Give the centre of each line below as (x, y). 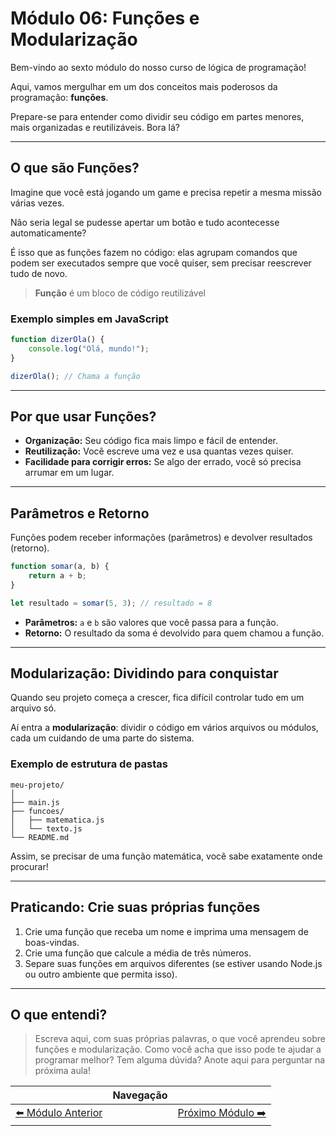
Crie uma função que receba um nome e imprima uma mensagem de (166, 931)
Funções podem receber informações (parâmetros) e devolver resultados (161, 538)
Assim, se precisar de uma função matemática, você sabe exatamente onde (166, 856)
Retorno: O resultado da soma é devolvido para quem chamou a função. (174, 633)
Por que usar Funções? (83, 416)
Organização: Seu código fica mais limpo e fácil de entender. (151, 441)
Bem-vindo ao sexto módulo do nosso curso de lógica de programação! (158, 67)
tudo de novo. (39, 273)
